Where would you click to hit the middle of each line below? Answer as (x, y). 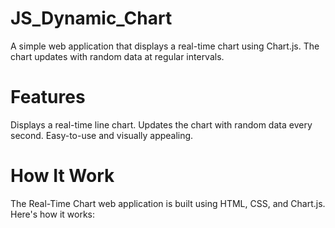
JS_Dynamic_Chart (91, 18)
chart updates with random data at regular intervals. (117, 56)
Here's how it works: (53, 214)
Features (48, 97)
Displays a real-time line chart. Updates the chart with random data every (161, 124)
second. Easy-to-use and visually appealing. (102, 135)
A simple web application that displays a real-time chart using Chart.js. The (165, 46)
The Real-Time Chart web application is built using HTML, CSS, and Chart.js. (168, 203)
